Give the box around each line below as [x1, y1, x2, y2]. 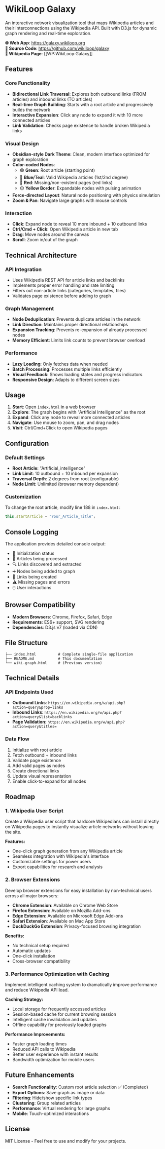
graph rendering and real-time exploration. [5, 30, 92, 36]
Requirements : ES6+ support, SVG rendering [12, 619, 104, 625]
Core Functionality [5, 80, 51, 87]
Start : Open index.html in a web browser [12, 404, 96, 410]
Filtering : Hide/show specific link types [12, 1095, 93, 1101]
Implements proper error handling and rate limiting [12, 282, 115, 288]
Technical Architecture [5, 251, 77, 260]
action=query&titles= [12, 724, 57, 729]
